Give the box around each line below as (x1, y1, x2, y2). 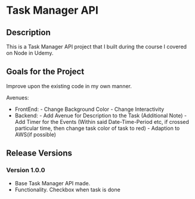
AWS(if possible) (14, 130, 57, 138)
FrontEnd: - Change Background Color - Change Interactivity (14, 105, 165, 113)
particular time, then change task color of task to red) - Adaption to (14, 125, 180, 132)
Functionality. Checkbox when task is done (14, 186, 120, 193)
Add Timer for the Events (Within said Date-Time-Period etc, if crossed (14, 118, 190, 125)
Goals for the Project (6, 67, 85, 77)
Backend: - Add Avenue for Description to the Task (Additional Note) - (14, 111, 187, 119)
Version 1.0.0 (6, 166, 45, 175)
